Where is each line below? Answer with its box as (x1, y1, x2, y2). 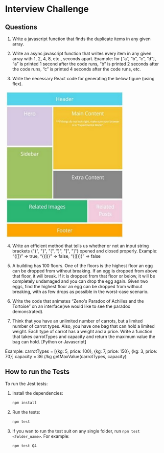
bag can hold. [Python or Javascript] (12, 339, 87, 344)
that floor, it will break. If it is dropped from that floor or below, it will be (12, 273, 156, 279)
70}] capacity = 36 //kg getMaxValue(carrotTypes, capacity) (5, 354, 127, 359)
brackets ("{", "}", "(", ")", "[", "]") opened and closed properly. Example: (12, 248, 158, 254)
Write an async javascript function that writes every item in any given (12, 50, 152, 56)
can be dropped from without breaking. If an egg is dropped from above (12, 268, 158, 273)
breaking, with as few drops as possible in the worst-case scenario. (12, 289, 149, 294)
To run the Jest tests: (5, 381, 48, 386)
